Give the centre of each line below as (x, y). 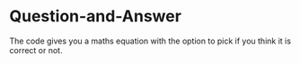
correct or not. (36, 50)
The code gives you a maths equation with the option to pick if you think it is (150, 41)
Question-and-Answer (96, 16)
